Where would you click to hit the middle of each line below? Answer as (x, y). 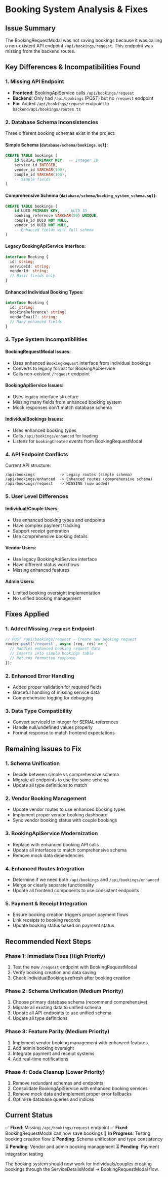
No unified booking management (47, 598)
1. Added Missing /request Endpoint (50, 629)
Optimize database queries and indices (53, 1099)
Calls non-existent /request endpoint (51, 374)
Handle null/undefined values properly (52, 727)
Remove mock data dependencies (48, 855)
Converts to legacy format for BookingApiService (64, 368)
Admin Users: (20, 581)
